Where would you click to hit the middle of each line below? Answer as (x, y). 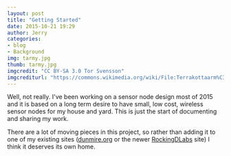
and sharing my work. (38, 119)
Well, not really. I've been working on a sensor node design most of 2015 (110, 97)
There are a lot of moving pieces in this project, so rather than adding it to (111, 132)
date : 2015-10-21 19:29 (41, 26)
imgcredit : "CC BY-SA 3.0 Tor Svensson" (66, 71)
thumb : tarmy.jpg (32, 65)
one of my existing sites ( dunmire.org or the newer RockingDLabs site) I (109, 140)
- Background (26, 52)
